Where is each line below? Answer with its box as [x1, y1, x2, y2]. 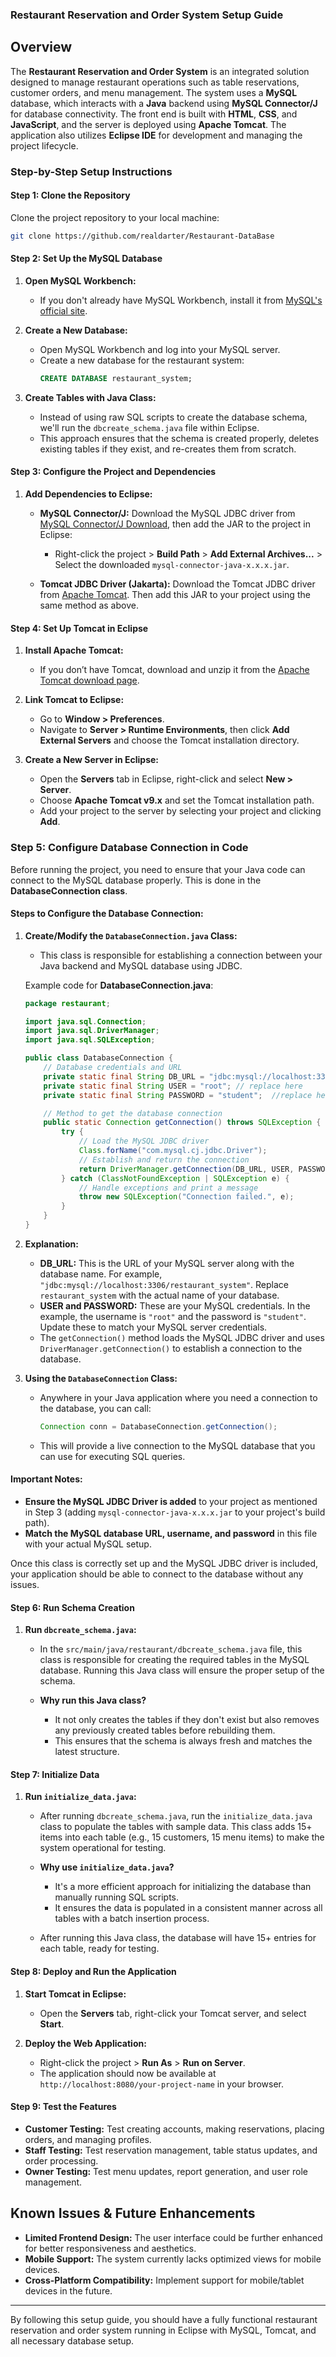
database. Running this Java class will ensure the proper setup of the [39, 1664, 325, 1677]
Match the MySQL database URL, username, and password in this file [24, 1528, 318, 1540]
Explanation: [24, 1238, 79, 1250]
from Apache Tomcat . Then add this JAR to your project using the [39, 589, 311, 601]
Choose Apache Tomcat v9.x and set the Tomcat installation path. [39, 794, 315, 807]
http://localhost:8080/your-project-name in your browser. [39, 2078, 284, 2090]
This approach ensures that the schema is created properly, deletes [39, 432, 320, 444]
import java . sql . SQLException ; [24, 1035, 156, 1045]
